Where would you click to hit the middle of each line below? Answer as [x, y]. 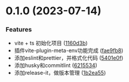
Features [19, 30]
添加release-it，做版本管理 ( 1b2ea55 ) [60, 73]
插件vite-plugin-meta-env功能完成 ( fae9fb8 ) [69, 51]
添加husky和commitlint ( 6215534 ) [56, 65]
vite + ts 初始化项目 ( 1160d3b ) [51, 43]
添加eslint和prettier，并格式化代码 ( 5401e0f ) [69, 58]
